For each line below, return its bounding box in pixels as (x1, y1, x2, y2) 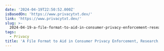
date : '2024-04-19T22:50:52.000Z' (5, 7, 76, 12)
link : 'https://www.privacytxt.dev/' (5, 16, 82, 21)
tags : (5, 30, 16, 34)
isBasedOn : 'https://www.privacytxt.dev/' (5, 12, 93, 17)
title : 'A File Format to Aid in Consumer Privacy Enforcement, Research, (5, 39, 161, 44)
